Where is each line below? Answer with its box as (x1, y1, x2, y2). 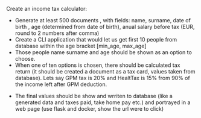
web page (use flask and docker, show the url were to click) (14, 105, 164, 112)
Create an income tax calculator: (6, 5, 88, 12)
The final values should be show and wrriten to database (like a (14, 93, 173, 99)
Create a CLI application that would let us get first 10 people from (14, 36, 177, 43)
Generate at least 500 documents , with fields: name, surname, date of (14, 17, 191, 23)
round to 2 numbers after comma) (14, 29, 100, 37)
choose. (14, 55, 36, 62)
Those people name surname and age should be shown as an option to (14, 49, 192, 56)
